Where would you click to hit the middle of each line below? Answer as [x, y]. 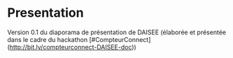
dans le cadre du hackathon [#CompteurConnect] [79, 39]
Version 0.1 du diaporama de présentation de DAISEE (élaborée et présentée [116, 32]
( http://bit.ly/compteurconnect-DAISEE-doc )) [72, 47]
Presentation [45, 13]
